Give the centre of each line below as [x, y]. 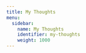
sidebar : [23, 23]
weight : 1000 [34, 40]
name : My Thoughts [41, 29]
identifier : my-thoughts [49, 35]
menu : [13, 18]
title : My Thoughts [31, 12]
